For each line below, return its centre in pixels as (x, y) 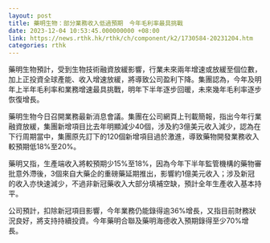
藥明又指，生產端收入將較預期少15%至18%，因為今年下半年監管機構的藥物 (131, 164)
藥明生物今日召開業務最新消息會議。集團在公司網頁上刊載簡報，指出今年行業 (135, 116)
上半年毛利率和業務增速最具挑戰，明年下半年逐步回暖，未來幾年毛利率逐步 (138, 90)
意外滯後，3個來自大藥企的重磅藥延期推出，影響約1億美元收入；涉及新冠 (135, 174)
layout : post (30, 16)
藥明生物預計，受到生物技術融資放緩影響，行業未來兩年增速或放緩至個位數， (135, 70)
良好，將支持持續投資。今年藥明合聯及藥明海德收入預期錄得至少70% (129, 221)
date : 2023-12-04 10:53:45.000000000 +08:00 (84, 30)
